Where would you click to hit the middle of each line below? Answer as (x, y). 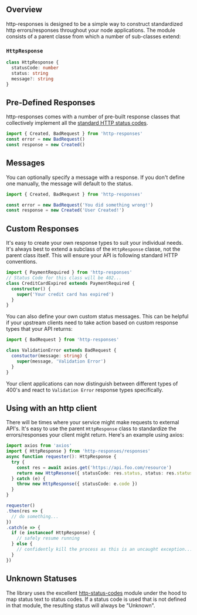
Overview (24, 10)
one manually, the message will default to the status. (69, 183)
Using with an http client (52, 408)
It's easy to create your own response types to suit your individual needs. (95, 243)
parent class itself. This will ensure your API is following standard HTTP (92, 255)
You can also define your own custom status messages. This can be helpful (97, 317)
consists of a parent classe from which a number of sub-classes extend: (94, 36)
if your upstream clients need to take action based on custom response (92, 323)
